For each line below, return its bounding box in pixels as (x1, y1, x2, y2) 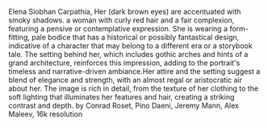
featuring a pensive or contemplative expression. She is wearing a (8, 24, 228, 33)
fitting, (8, 32, 31, 42)
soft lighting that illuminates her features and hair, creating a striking (8, 92, 235, 101)
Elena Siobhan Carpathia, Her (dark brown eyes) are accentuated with (8, 7, 241, 16)
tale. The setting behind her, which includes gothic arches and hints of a (8, 50, 249, 59)
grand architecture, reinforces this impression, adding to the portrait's (8, 58, 241, 68)
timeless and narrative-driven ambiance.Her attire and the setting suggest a (8, 67, 261, 76)
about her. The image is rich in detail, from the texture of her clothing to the (8, 84, 259, 93)
